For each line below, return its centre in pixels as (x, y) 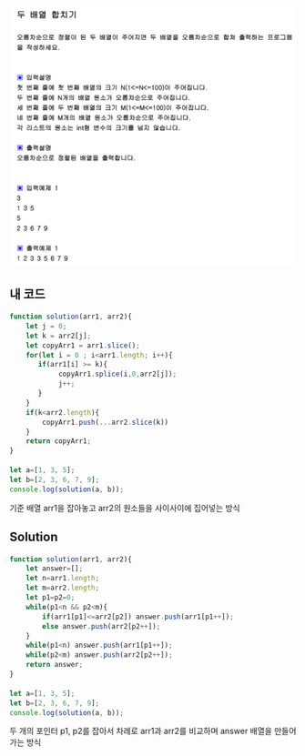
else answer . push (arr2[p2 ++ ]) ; (102, 626)
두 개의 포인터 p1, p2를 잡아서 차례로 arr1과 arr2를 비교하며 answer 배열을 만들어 (153, 731)
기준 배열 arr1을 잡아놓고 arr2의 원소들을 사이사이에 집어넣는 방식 (125, 508)
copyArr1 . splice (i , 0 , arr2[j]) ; (117, 374)
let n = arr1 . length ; (63, 579)
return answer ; (55, 665)
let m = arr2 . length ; (63, 588)
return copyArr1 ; (59, 441)
